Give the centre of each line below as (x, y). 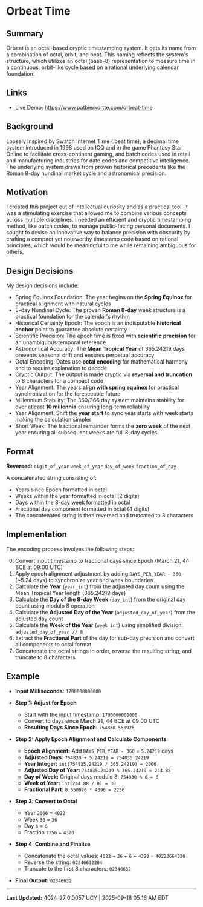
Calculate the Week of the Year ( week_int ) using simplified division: (99, 625)
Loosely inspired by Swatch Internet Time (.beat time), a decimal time (93, 141)
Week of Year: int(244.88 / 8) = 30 (70, 783)
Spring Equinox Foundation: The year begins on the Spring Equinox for (103, 297)
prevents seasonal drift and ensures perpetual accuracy (85, 355)
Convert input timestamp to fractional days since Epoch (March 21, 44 (102, 560)
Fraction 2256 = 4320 (49, 832)
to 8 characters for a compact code (59, 381)
